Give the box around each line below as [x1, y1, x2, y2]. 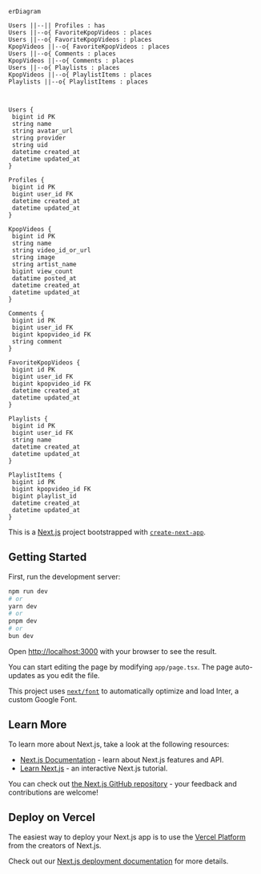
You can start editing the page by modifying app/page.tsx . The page [8, 662, 234, 672]
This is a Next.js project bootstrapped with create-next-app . [8, 527, 207, 537]
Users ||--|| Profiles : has [8, 22, 106, 30]
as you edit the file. [37, 670, 100, 680]
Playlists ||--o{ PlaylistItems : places [8, 78, 149, 86]
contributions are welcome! [8, 787, 98, 797]
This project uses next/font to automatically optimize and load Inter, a [8, 686, 239, 696]
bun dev [8, 632, 34, 640]
